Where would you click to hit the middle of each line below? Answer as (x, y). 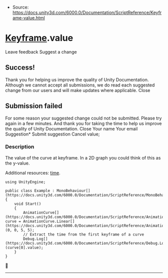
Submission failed (34, 106)
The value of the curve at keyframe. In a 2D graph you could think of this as (83, 157)
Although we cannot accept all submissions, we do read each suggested (80, 85)
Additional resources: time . (33, 172)
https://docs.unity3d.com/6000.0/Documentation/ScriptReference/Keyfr (87, 12)
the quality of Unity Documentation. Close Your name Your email (71, 128)
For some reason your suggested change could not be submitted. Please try (83, 118)
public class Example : (30, 190)
